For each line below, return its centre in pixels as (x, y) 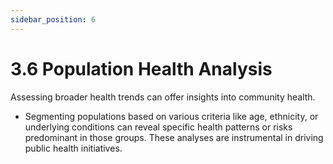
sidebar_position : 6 (53, 19)
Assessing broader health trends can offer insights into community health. (163, 97)
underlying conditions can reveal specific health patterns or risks (158, 127)
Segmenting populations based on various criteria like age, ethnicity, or (171, 116)
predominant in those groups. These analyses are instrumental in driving (174, 137)
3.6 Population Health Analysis (141, 68)
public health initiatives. (73, 148)
